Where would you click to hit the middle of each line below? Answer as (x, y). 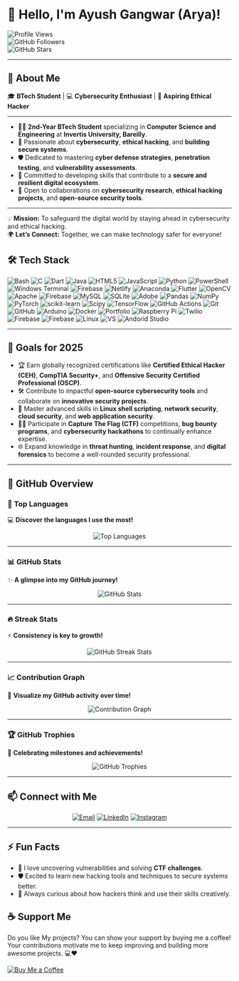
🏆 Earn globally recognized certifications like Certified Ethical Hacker (121, 365)
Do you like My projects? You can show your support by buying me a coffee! (119, 938)
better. (27, 886)
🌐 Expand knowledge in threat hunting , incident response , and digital (122, 447)
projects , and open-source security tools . (80, 198)
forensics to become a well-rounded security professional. (104, 455)
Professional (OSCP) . (49, 383)
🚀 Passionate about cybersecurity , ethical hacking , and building (113, 142)
